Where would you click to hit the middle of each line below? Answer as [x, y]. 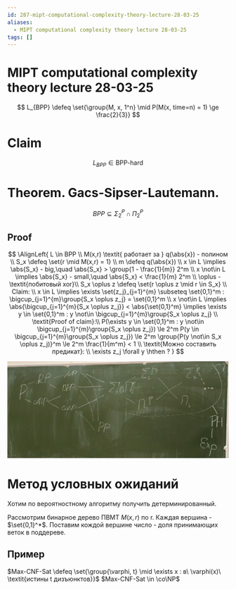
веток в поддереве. [37, 532]
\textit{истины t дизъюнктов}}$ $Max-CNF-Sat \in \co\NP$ [94, 579]
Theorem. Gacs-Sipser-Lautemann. [113, 193]
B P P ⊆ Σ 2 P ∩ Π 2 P [118, 214]
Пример [26, 554]
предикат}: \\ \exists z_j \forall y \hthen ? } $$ [118, 351]
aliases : [20, 22]
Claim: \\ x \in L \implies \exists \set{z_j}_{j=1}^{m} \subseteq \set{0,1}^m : [118, 291]
